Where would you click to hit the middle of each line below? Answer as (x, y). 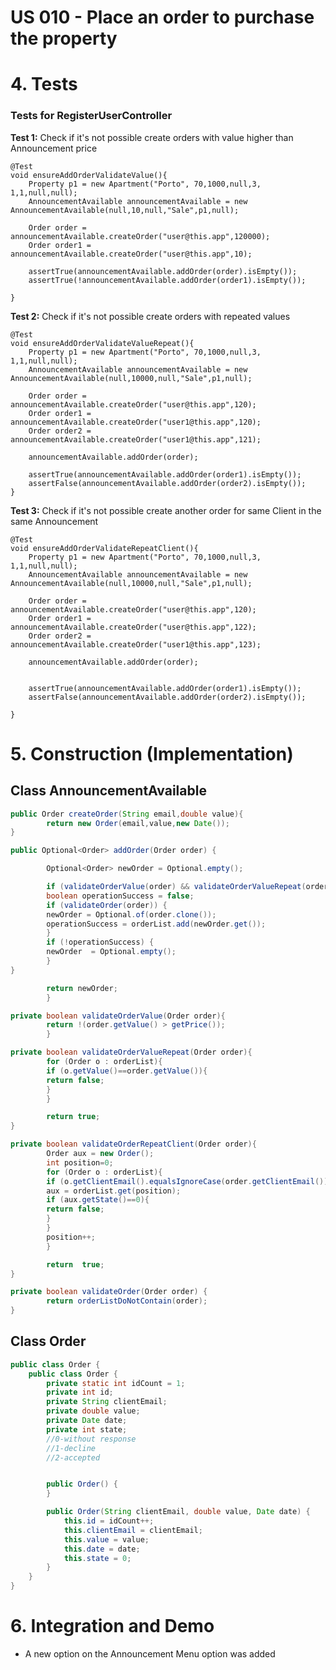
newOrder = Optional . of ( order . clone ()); (131, 914)
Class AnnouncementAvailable (108, 791)
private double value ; (93, 1411)
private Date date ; (87, 1421)
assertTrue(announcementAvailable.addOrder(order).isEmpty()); (163, 271)
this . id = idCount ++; (109, 1521)
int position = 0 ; (80, 1162)
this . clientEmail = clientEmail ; (133, 1530)
